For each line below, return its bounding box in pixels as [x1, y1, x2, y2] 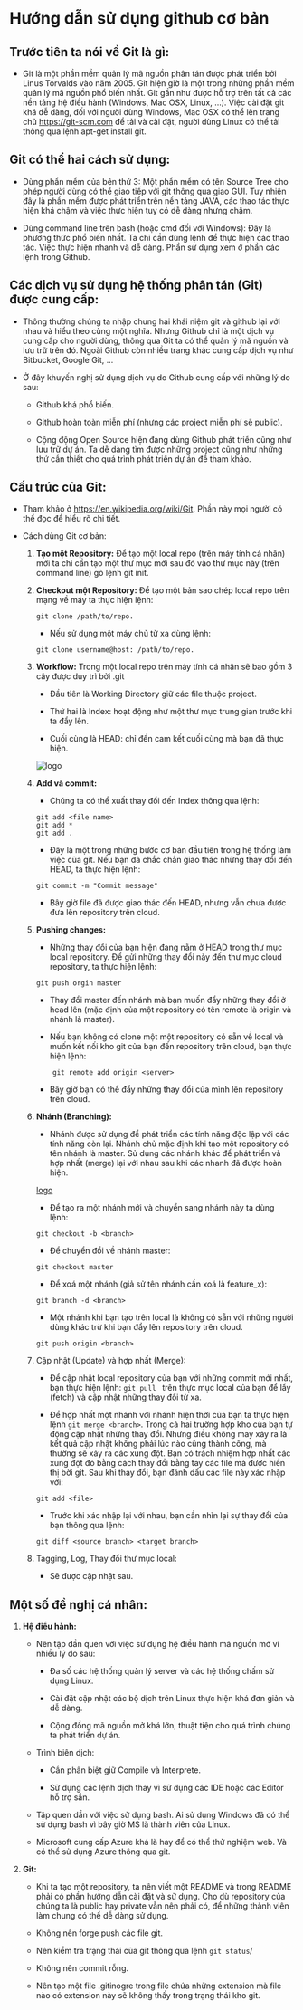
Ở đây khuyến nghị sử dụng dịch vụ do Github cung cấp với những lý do [22, 371, 291, 383]
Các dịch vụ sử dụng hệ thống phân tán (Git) [9, 278, 264, 293]
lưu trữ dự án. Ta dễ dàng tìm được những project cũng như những [35, 444, 283, 455]
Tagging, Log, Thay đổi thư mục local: [35, 1553, 177, 1565]
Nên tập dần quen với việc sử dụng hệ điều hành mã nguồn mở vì [35, 1639, 280, 1650]
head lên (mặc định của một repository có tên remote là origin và [49, 1004, 292, 1015]
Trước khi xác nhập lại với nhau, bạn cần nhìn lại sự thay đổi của [49, 1510, 289, 1521]
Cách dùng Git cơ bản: [22, 531, 107, 541]
